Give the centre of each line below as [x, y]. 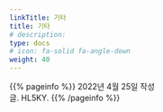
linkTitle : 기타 [38, 18]
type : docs [30, 43]
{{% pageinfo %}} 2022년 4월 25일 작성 [82, 86]
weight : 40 [30, 60]
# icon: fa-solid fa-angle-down [70, 51]
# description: [38, 34]
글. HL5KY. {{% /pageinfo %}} [65, 98]
